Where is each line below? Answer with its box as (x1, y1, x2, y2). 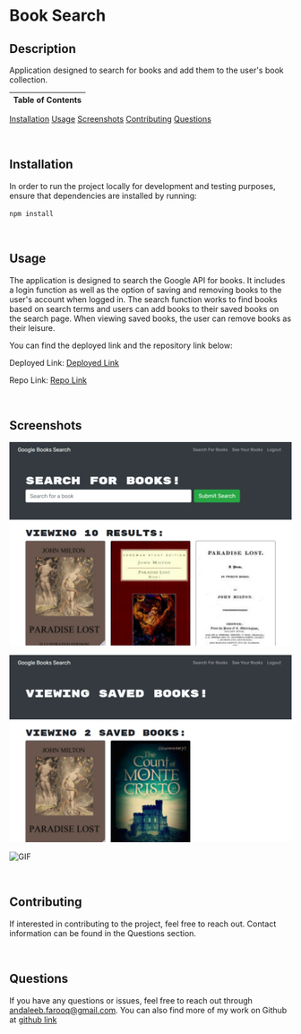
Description (9, 41, 76, 56)
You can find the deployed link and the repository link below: (9, 340, 233, 351)
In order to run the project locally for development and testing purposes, (9, 180, 276, 191)
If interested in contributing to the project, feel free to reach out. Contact (9, 918, 277, 929)
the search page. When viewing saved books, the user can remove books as (9, 313, 292, 324)
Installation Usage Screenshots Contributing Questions (9, 114, 212, 124)
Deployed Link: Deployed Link (9, 357, 119, 368)
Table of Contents (13, 94, 82, 105)
